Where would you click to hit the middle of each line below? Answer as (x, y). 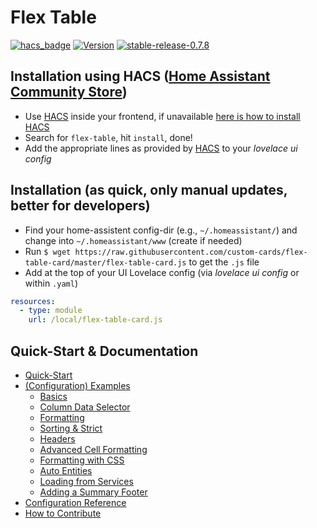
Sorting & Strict (71, 428)
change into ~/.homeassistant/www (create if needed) (133, 240)
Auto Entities (66, 470)
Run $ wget (48, 251)
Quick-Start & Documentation (104, 351)
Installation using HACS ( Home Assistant (140, 76)
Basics (53, 396)
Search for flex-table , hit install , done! (108, 137)
